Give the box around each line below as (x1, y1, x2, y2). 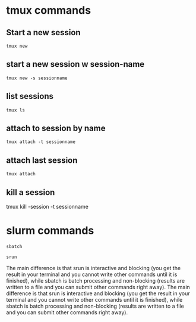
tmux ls (6, 107, 26, 113)
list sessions (6, 91, 54, 101)
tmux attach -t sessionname (6, 139, 76, 145)
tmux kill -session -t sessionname (6, 203, 89, 210)
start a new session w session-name (6, 59, 145, 69)
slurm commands (6, 224, 94, 237)
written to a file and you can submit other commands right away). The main (6, 284, 190, 290)
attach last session (6, 155, 78, 165)
